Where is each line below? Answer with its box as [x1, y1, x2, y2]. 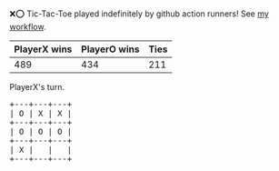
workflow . [9, 22, 46, 32]
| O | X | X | [9, 108, 73, 118]
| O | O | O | [9, 126, 73, 136]
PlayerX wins [14, 43, 73, 55]
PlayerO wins [81, 43, 140, 55]
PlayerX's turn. [9, 82, 65, 92]
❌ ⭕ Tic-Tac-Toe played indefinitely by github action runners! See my [9, 8, 270, 19]
